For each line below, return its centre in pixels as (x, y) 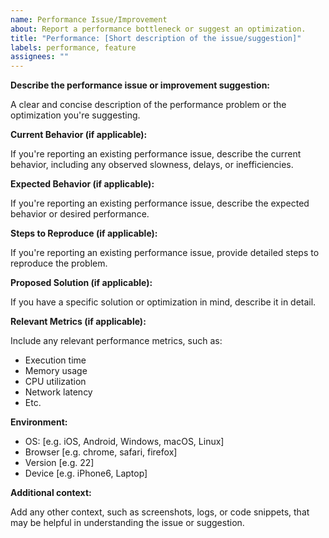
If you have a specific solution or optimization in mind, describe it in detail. (163, 302)
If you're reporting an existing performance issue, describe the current (156, 154)
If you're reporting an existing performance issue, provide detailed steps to (165, 253)
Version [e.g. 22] (59, 463)
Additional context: (51, 493)
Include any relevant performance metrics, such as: (116, 341)
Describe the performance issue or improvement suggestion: (140, 85)
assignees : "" (40, 57)
